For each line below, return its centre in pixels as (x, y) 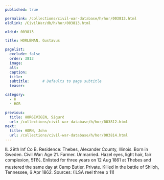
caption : (18, 72)
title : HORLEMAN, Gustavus (33, 41)
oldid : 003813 (20, 32)
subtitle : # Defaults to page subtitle (56, 81)
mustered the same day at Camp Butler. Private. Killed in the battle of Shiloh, (82, 167)
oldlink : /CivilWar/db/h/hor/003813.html (48, 23)
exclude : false (25, 54)
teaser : (17, 86)
